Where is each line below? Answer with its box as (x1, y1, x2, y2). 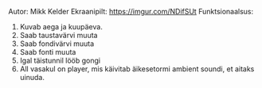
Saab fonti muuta (19, 48, 76, 56)
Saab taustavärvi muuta (19, 31, 98, 40)
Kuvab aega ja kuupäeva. (19, 22, 104, 31)
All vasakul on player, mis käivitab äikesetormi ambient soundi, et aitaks (19, 64, 255, 74)
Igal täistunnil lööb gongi (19, 55, 101, 65)
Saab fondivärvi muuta (19, 39, 95, 48)
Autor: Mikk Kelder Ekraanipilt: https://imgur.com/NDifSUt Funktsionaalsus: (8, 7, 254, 16)
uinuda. (19, 73, 45, 82)
